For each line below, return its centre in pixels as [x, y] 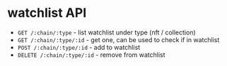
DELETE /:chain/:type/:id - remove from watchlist [91, 55]
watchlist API [47, 13]
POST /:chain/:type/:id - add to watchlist [79, 47]
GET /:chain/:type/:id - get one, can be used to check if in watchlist [118, 39]
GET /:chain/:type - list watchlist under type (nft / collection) [106, 32]
